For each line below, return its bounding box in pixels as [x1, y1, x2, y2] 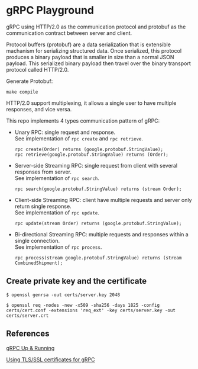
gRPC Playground [6, 4, 95, 17]
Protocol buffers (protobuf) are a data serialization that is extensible [6, 41, 171, 48]
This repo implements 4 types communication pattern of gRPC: [6, 117, 160, 124]
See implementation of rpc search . [14, 174, 99, 181]
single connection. [14, 237, 60, 244]
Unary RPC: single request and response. [14, 129, 116, 136]
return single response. [14, 203, 72, 210]
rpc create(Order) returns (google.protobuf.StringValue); [14, 146, 164, 152]
